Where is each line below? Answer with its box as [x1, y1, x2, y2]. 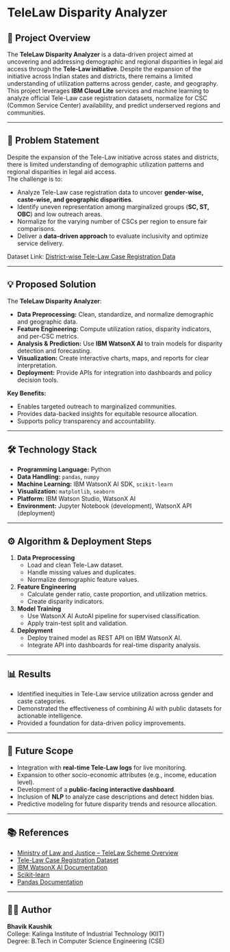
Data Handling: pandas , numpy [16, 473, 100, 481]
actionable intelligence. [16, 711, 83, 720]
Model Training [16, 605, 62, 613]
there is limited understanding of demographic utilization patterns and [7, 160, 204, 169]
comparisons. [16, 224, 56, 232]
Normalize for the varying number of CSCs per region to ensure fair [16, 217, 207, 225]
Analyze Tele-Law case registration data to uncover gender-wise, [16, 188, 204, 196]
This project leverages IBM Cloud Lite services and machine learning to [7, 87, 209, 95]
